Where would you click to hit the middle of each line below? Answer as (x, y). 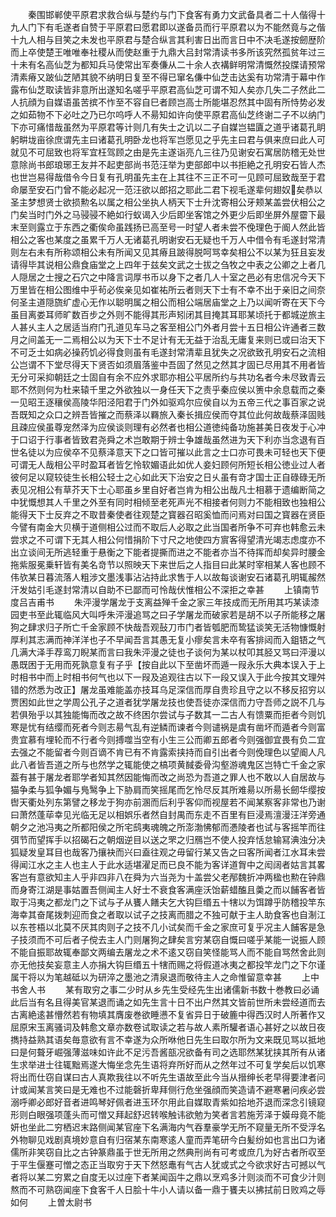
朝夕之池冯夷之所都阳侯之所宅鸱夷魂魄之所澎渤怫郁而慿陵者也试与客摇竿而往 (168, 827)
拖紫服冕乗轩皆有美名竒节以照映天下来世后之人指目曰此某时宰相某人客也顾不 (168, 564)
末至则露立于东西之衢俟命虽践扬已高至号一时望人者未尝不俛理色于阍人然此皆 (168, 227)
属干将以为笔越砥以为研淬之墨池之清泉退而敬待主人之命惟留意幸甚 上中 (165, 977)
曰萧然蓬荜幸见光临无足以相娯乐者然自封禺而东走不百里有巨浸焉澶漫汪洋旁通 (168, 814)
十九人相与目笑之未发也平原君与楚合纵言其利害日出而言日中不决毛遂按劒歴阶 (168, 39)
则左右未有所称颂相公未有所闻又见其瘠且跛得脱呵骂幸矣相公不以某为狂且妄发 (168, 252)
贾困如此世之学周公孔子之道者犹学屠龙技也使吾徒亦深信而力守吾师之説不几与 (168, 702)
